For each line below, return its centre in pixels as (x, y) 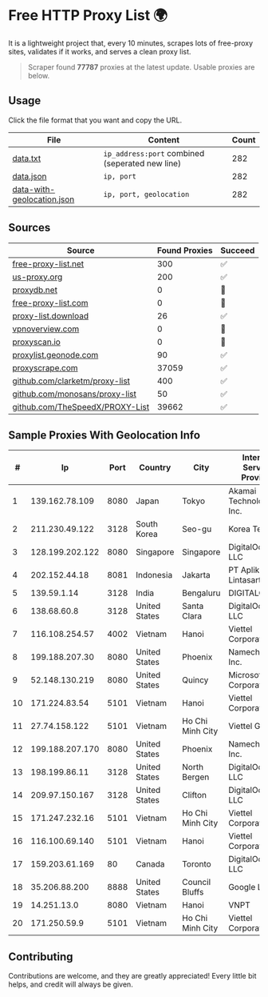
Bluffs (193, 892)
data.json (30, 176)
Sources (30, 228)
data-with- (34, 189)
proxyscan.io (37, 342)
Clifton (195, 795)
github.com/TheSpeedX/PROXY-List (81, 406)
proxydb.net (35, 290)
